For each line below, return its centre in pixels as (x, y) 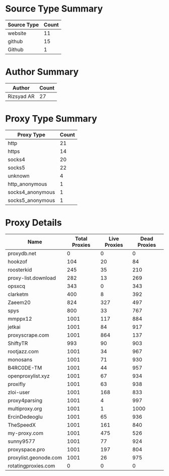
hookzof (18, 261)
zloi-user (19, 392)
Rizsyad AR (21, 96)
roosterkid (20, 269)
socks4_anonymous (31, 192)
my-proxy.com (26, 433)
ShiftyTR (18, 343)
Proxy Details (33, 223)
